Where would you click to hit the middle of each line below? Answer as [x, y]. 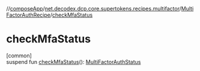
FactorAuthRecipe [29, 15]
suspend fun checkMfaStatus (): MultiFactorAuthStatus [74, 61]
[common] [19, 55]
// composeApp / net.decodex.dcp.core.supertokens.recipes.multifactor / [94, 9]
